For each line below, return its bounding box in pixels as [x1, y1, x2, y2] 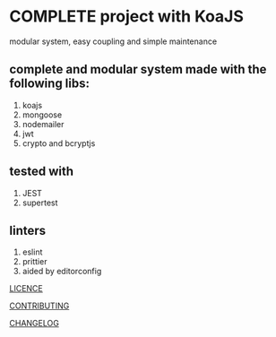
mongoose [22, 109, 63, 120]
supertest [22, 197, 58, 208]
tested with [9, 164, 74, 179]
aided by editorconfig [22, 266, 102, 277]
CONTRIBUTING [9, 300, 70, 311]
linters [9, 222, 47, 238]
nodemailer [22, 118, 65, 129]
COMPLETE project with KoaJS [9, 6, 245, 27]
